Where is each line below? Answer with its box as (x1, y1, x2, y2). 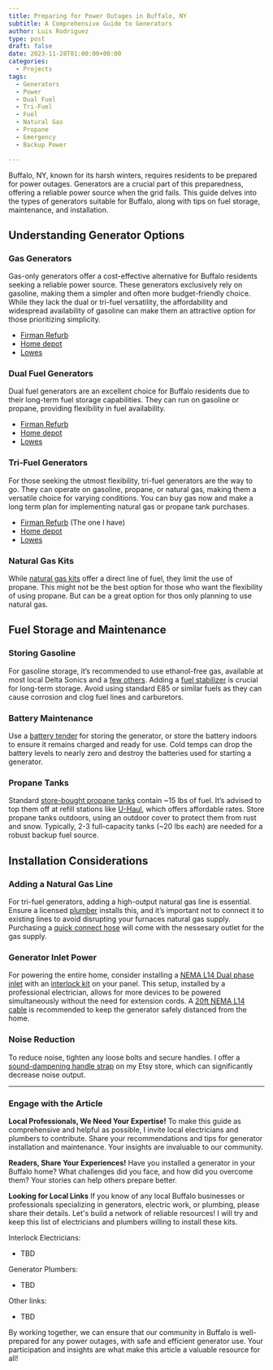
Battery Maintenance (8, 712, 93, 723)
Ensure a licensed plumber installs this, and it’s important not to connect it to (8, 906, 264, 916)
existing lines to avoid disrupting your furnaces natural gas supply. (8, 914, 231, 924)
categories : (8, 58, 49, 66)
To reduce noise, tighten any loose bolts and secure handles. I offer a (8, 1052, 240, 1062)
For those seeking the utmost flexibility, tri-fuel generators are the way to (8, 476, 253, 485)
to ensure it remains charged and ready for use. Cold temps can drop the (8, 740, 253, 749)
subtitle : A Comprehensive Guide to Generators (8, 20, 173, 28)
